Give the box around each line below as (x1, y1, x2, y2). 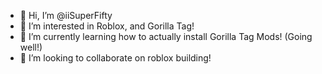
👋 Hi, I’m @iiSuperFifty (19, 10, 113, 21)
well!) (19, 41, 43, 53)
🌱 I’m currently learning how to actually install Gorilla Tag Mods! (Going (19, 31, 313, 42)
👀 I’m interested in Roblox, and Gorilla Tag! (19, 20, 195, 32)
